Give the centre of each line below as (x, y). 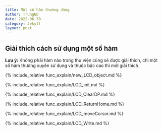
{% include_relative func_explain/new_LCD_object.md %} (64, 75)
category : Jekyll (23, 24)
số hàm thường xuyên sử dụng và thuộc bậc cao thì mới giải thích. (72, 65)
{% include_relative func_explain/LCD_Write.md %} (57, 123)
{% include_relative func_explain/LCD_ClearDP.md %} (60, 94)
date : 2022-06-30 (23, 19)
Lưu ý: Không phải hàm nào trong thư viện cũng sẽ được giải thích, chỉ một (81, 60)
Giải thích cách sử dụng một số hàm (61, 48)
